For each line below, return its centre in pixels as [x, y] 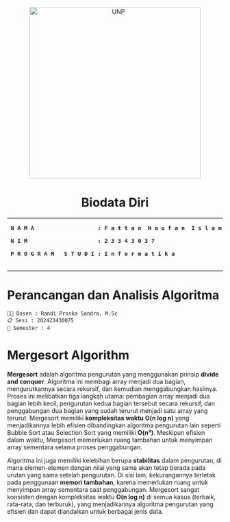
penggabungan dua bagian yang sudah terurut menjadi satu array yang [107, 410]
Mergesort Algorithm [68, 355]
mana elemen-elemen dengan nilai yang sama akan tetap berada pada [106, 467]
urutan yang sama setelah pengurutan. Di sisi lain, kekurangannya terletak [112, 475]
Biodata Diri [115, 203]
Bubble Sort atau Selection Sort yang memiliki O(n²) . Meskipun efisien [106, 432]
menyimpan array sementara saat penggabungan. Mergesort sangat [103, 489]
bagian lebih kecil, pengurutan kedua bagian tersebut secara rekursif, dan [111, 403]
